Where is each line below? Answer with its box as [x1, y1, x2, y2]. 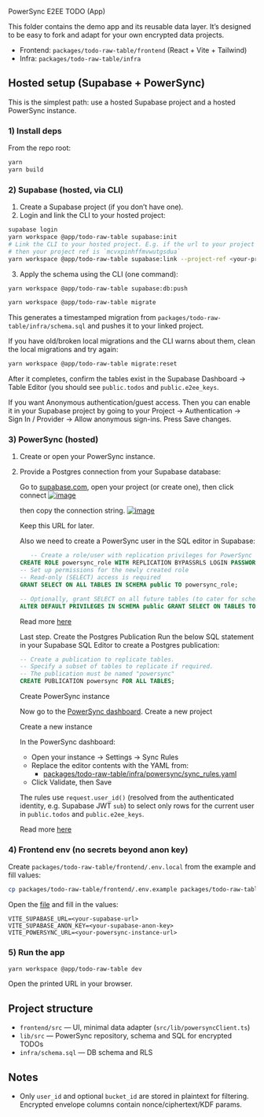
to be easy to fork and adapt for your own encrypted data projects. [8, 31, 225, 39]
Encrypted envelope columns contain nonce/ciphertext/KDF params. [19, 1100, 242, 1109]
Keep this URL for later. [19, 521, 95, 531]
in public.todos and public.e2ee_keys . [19, 810, 145, 819]
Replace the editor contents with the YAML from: [31, 761, 189, 770]
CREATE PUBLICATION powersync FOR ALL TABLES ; [19, 678, 175, 685]
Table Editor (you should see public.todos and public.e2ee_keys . [8, 383, 219, 392]
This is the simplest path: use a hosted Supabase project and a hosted [8, 97, 236, 107]
